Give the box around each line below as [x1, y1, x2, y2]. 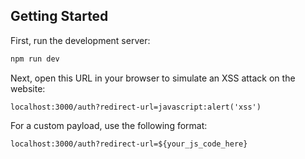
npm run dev [10, 54, 60, 64]
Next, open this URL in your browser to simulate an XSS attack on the [10, 72, 296, 84]
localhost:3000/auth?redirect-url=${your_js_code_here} [10, 139, 248, 149]
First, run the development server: [10, 34, 151, 46]
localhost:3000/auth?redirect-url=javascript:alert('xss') [10, 102, 262, 112]
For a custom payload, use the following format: [10, 119, 208, 131]
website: [10, 82, 46, 94]
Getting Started [10, 8, 109, 25]
